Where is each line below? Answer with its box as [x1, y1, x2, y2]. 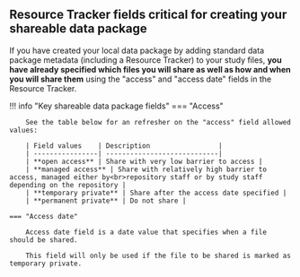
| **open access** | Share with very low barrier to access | [25, 157, 263, 166]
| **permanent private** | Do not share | [25, 196, 187, 205]
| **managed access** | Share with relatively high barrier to [25, 165, 268, 174]
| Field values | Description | [25, 141, 223, 151]
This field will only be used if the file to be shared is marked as [25, 251, 292, 260]
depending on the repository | [9, 180, 127, 189]
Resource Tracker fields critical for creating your [9, 7, 287, 22]
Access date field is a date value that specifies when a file [25, 228, 268, 237]
